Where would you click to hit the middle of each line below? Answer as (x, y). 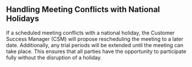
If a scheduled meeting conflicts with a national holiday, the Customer (90, 33)
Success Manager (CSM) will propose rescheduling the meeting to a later (95, 39)
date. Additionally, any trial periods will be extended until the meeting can (95, 45)
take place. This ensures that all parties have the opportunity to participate (96, 51)
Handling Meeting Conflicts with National (83, 10)
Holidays (23, 19)
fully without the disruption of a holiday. (54, 57)
